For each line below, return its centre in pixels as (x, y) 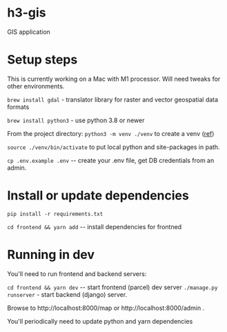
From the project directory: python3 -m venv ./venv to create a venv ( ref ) (111, 133)
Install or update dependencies (98, 196)
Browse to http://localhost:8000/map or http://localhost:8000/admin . (106, 308)
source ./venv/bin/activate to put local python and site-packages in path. (113, 147)
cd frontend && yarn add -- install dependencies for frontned (95, 226)
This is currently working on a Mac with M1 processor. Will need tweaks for (114, 79)
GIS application (29, 32)
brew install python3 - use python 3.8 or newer (76, 120)
